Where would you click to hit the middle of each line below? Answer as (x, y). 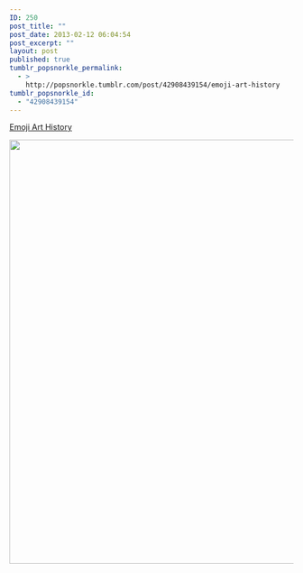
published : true (40, 60)
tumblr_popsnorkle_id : (52, 93)
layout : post (34, 51)
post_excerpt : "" (42, 43)
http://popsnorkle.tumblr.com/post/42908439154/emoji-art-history (153, 85)
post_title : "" (38, 26)
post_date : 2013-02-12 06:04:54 (70, 34)
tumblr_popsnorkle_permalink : (66, 69)
